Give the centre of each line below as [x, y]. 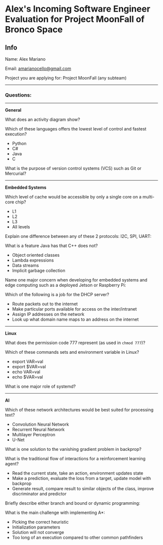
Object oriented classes [36, 255]
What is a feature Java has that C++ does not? [51, 246]
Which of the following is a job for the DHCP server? [57, 295]
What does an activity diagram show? [42, 119]
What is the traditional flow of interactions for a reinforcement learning [75, 459]
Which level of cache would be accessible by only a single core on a [73, 197]
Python [19, 144]
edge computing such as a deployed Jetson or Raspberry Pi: [65, 285]
